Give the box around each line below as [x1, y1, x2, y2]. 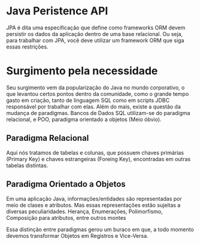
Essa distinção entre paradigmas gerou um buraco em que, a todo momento [6, 226, 195, 233]
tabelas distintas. [6, 162, 49, 169]
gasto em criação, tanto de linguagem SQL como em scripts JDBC [6, 96, 169, 104]
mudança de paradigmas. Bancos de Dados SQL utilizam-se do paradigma [6, 109, 190, 116]
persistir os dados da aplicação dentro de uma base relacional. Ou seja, [6, 30, 183, 37]
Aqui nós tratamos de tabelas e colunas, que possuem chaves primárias [6, 149, 184, 156]
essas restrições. [6, 43, 49, 50]
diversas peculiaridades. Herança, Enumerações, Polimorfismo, [6, 208, 163, 215]
